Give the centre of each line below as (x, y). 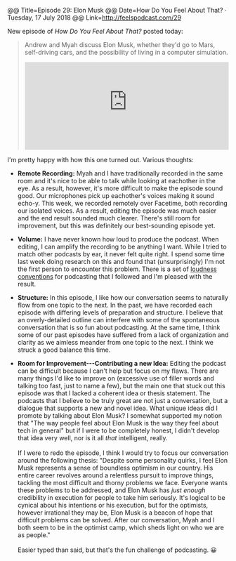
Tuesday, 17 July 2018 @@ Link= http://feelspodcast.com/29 (94, 18)
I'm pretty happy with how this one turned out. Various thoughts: (101, 160)
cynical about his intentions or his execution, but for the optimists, (113, 505)
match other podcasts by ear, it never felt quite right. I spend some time (121, 254)
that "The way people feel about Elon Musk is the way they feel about (118, 423)
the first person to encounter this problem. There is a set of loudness (117, 269)
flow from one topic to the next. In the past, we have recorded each (115, 305)
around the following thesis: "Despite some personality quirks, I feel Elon (123, 460)
